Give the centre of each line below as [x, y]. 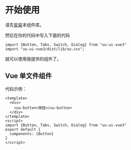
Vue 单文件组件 [29, 76]
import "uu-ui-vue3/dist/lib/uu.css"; [45, 49]
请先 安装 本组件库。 [25, 25]
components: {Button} [32, 134]
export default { [23, 129]
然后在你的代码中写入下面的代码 [37, 35]
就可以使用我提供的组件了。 [33, 59]
